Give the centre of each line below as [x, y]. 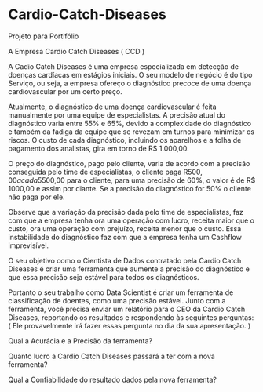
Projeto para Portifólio [44, 36]
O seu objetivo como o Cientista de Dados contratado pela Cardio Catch [125, 260]
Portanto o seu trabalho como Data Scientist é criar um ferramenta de [121, 292]
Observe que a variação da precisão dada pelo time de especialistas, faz [126, 212]
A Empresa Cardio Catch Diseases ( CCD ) [77, 51]
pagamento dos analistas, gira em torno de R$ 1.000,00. [99, 148]
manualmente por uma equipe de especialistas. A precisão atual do [117, 114]
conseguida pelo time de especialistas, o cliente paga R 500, [105, 172]
